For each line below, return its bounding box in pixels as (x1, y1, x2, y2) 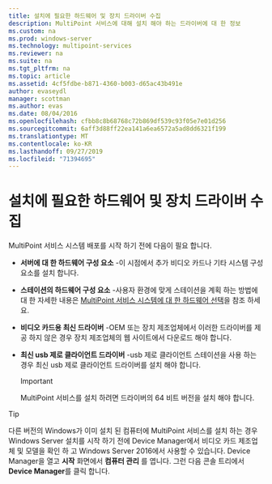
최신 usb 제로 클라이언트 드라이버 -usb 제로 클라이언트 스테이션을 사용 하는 (19, 350, 257, 360)
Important (19, 376, 53, 386)
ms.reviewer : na (8, 49, 63, 57)
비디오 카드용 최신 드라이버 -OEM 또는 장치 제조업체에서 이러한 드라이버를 (19, 323, 253, 333)
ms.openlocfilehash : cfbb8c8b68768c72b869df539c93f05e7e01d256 (8, 117, 227, 125)
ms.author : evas (8, 102, 63, 110)
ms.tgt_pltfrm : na (8, 65, 70, 73)
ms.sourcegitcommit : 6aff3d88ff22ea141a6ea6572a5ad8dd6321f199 (8, 125, 227, 133)
